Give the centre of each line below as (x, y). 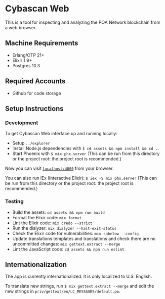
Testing (14, 201)
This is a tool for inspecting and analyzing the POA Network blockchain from (83, 22)
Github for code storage (37, 93)
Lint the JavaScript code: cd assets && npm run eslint (68, 249)
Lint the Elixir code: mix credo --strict (52, 223)
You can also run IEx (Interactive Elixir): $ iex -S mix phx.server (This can (81, 178)
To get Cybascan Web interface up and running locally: (61, 134)
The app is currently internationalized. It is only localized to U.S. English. (79, 276)
